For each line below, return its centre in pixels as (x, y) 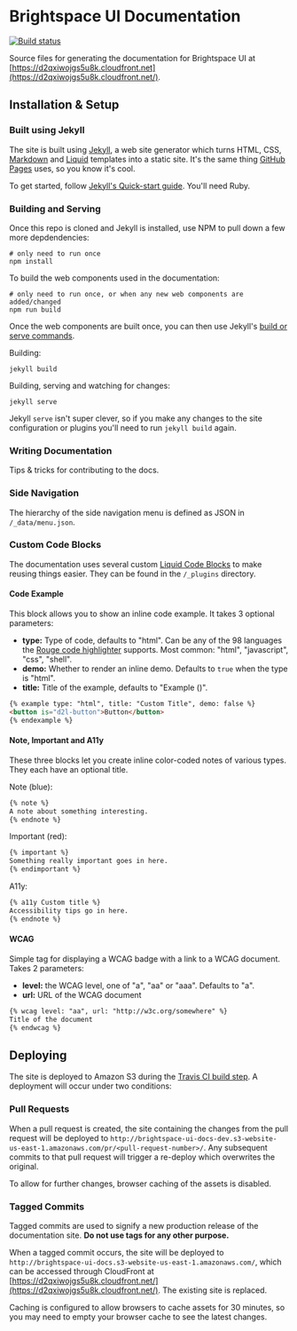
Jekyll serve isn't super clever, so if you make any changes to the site (136, 418)
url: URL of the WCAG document (82, 994)
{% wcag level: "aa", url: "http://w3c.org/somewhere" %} (118, 1011)
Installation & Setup (64, 105)
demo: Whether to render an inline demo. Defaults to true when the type (155, 669)
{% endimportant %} (45, 869)
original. (24, 1166)
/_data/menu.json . (42, 522)
